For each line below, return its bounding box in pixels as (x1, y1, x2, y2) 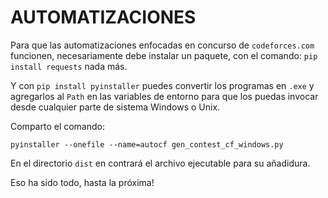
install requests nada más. (10, 60, 128, 72)
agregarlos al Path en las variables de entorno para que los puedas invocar (10, 90, 319, 102)
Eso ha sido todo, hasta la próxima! (10, 176, 155, 188)
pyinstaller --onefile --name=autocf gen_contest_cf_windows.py (10, 139, 284, 150)
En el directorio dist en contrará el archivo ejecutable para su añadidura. (10, 157, 311, 169)
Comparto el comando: (10, 120, 105, 132)
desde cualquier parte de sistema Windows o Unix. (10, 101, 221, 113)
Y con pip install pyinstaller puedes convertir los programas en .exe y (10, 79, 315, 91)
